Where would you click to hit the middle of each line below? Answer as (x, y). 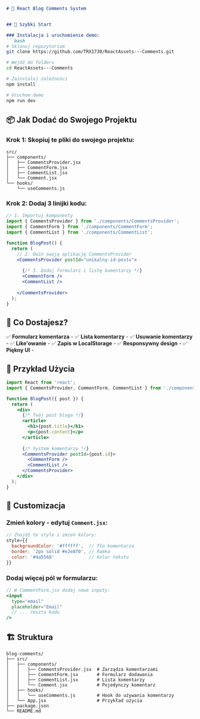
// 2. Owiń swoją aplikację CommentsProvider (74, 254)
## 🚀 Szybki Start (29, 24)
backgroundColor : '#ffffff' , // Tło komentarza (73, 546)
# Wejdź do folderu (30, 62)
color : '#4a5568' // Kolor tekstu (70, 557)
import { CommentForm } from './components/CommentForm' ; (79, 227)
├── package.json (28, 706)
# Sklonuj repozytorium (36, 46)
